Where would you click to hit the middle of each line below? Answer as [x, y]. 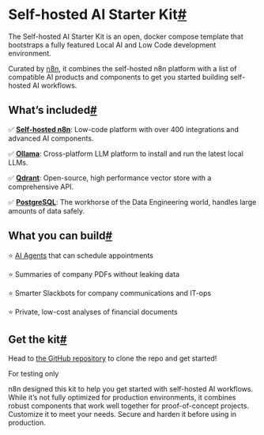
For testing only [34, 374]
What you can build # [60, 236]
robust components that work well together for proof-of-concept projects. [129, 406]
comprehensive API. [41, 187]
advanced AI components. [51, 138]
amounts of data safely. [47, 210]
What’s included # [53, 110]
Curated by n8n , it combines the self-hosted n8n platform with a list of [123, 68]
